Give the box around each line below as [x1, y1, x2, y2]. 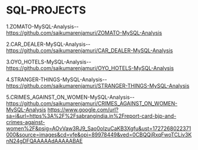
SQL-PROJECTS [6, 4, 87, 17]
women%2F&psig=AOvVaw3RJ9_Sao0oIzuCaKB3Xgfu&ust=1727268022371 [6, 125, 192, 132]
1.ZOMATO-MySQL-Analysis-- [6, 23, 79, 30]
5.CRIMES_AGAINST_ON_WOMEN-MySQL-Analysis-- [6, 94, 135, 101]
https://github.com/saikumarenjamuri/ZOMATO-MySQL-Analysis [6, 29, 162, 36]
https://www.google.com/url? [47, 106, 119, 113]
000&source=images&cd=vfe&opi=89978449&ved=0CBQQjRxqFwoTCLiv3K [6, 131, 192, 138]
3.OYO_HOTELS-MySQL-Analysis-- [6, 58, 91, 65]
